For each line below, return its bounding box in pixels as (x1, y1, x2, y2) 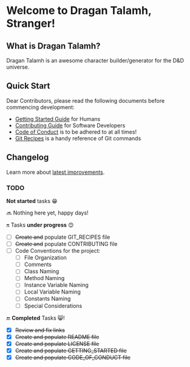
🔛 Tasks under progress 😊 (6, 221, 74, 228)
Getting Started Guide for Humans (15, 115, 101, 122)
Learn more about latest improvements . (6, 168, 105, 176)
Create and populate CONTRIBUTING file (15, 240, 118, 247)
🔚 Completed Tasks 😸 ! (6, 314, 65, 321)
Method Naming (24, 275, 65, 282)
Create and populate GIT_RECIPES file (15, 233, 110, 241)
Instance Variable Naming (24, 281, 89, 289)
